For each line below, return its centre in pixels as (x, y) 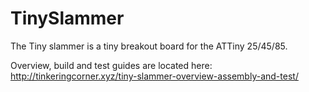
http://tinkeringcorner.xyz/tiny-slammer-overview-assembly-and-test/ (154, 76)
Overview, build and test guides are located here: (111, 65)
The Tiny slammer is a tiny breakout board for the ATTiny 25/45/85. (149, 46)
